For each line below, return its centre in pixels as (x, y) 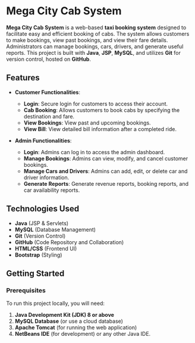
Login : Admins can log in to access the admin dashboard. (94, 152)
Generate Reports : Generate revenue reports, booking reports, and (106, 183)
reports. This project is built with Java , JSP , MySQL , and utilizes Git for (94, 52)
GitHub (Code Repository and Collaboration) (69, 242)
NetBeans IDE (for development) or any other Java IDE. (83, 334)
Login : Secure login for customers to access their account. (96, 104)
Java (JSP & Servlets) (42, 223)
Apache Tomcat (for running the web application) (76, 328)
